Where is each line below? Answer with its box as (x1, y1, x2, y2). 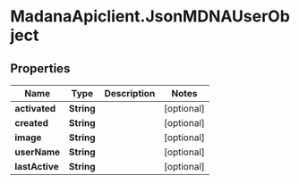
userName (14, 146, 61, 158)
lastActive (14, 161, 59, 172)
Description (104, 88, 156, 99)
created (14, 117, 48, 129)
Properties (10, 61, 71, 76)
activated (14, 103, 56, 114)
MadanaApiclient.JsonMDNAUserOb (10, 6, 290, 27)
